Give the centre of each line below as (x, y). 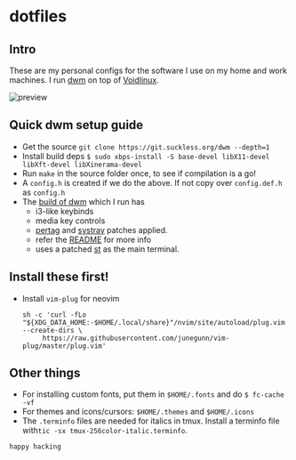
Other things (45, 373)
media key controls (70, 221)
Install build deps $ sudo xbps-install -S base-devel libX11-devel (146, 156)
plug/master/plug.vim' (64, 346)
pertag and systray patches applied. (101, 230)
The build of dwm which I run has (83, 201)
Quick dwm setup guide (76, 125)
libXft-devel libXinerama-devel (82, 165)
